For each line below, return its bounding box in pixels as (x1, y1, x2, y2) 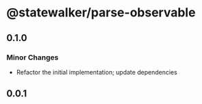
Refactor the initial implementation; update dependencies (16, 68, 178, 76)
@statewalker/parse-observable (6, 5, 196, 21)
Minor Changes (6, 53, 59, 62)
